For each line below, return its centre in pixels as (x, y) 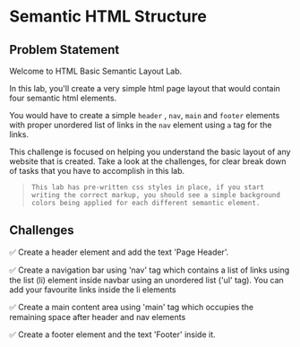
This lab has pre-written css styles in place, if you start (148, 187)
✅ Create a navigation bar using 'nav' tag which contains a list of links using (150, 270)
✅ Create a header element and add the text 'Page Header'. (119, 252)
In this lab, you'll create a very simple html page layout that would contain (145, 88)
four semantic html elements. (63, 98)
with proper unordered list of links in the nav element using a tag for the (141, 125)
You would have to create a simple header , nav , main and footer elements (145, 115)
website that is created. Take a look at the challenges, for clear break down (148, 161)
